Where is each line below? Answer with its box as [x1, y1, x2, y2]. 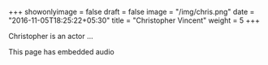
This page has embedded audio [8, 47, 115, 56]
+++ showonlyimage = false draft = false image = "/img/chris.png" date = [8, 7, 255, 16]
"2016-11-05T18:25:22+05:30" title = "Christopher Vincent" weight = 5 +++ [8, 15, 261, 25]
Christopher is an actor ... [8, 32, 93, 41]
